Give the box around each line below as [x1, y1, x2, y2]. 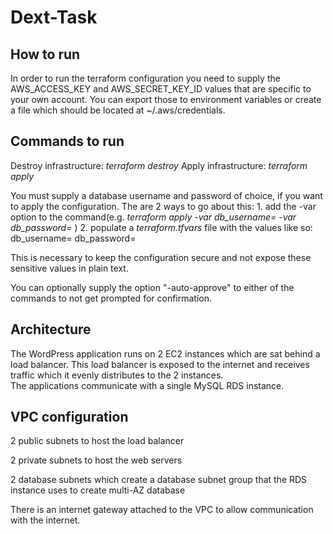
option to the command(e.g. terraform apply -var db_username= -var [10, 211, 297, 223]
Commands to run [10, 133, 125, 150]
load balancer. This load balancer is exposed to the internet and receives [10, 358, 310, 370]
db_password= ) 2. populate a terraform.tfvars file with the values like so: [10, 221, 313, 233]
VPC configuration [10, 409, 129, 426]
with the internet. [10, 514, 81, 526]
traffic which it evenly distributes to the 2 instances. [10, 369, 224, 381]
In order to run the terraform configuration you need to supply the [10, 72, 281, 84]
